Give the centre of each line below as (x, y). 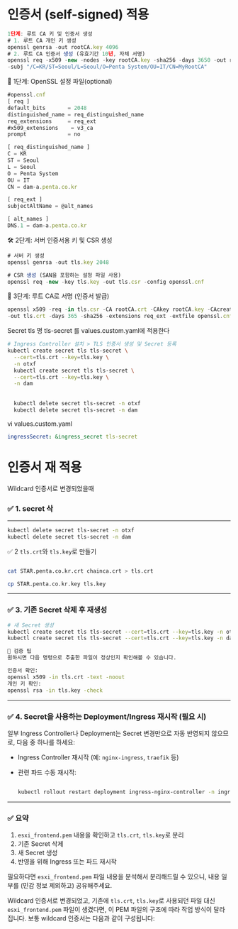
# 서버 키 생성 (26, 255)
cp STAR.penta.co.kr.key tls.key (57, 584)
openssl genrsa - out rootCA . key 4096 (63, 47)
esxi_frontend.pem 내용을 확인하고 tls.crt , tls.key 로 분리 (101, 835)
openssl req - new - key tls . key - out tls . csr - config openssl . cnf (106, 282)
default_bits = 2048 (47, 108)
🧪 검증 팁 (19, 651)
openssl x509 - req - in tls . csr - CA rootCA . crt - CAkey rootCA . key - (109, 309)
